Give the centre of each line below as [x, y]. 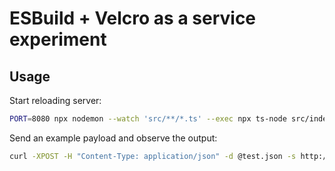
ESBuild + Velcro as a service [133, 18]
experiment [58, 39]
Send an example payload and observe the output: [113, 138]
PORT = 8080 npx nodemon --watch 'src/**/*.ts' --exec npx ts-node [148, 119]
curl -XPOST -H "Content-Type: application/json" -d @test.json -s [153, 156]
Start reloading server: [55, 100]
